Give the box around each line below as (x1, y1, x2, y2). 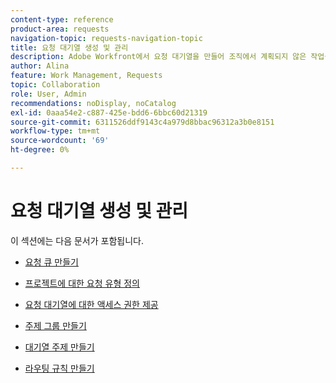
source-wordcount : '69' (10, 136, 110, 146)
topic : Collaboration (10, 80, 101, 90)
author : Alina (10, 61, 70, 71)
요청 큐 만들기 (24, 256, 79, 268)
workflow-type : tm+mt (10, 126, 101, 136)
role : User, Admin (10, 89, 87, 99)
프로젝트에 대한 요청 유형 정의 (24, 277, 140, 289)
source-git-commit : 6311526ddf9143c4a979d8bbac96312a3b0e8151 (10, 117, 275, 127)
